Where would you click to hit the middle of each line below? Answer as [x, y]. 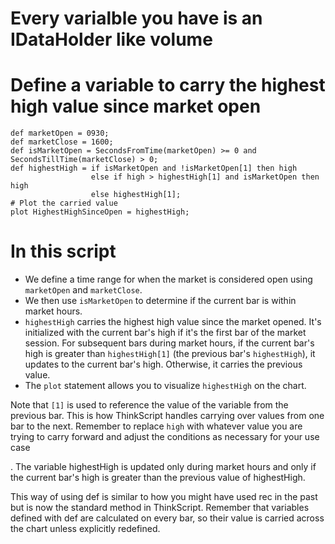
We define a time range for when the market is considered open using [168, 279]
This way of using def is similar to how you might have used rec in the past [164, 497]
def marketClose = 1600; [62, 142]
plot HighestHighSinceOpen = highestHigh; [100, 212]
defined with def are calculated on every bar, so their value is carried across [167, 518]
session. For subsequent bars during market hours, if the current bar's [169, 343]
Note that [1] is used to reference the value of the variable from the [149, 405]
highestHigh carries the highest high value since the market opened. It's [173, 322]
